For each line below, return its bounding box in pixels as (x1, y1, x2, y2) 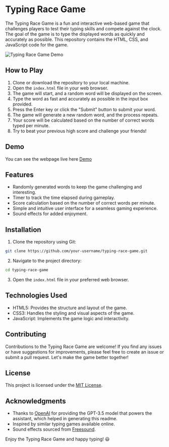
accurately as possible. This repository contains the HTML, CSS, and (5, 36, 148, 42)
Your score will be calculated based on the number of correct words (12, 117, 154, 123)
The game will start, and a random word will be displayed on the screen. (12, 90, 162, 96)
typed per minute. (12, 122, 50, 128)
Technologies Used (5, 291, 67, 300)
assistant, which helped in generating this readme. (12, 416, 118, 422)
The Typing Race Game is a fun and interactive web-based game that (5, 20, 150, 26)
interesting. (12, 189, 36, 195)
